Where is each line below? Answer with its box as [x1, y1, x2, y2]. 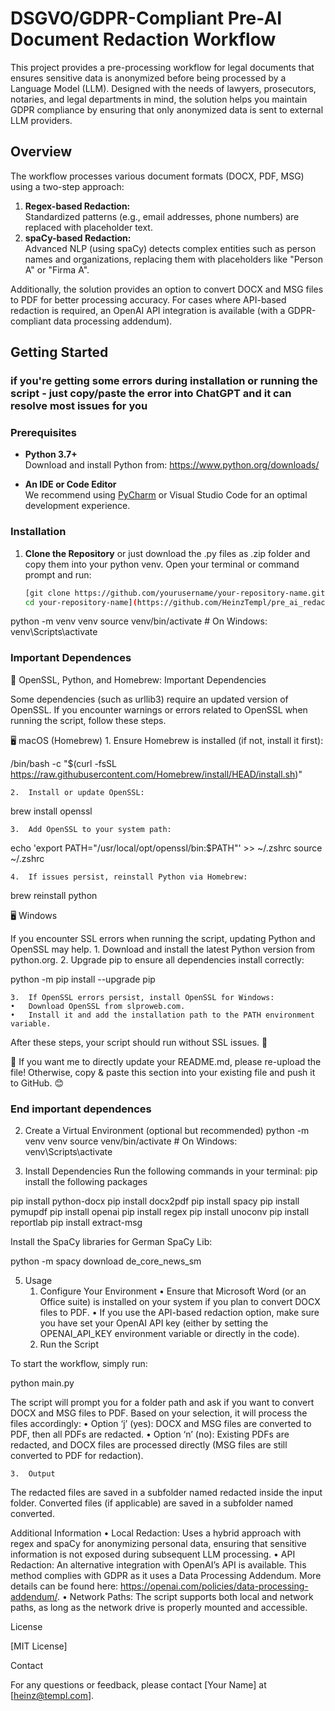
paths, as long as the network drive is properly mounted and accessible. [10, 1602, 308, 1613]
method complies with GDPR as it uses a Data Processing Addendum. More [10, 1570, 322, 1581]
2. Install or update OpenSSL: [10, 787, 145, 797]
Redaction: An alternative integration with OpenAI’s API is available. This [10, 1559, 307, 1571]
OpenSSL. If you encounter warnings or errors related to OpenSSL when [10, 703, 308, 716]
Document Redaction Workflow [10, 28, 277, 51]
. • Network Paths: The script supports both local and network [57, 1591, 314, 1602]
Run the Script [39, 1338, 99, 1350]
